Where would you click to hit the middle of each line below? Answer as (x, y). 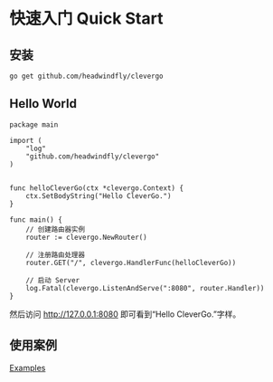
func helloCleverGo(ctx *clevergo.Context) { (96, 188)
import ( (26, 140)
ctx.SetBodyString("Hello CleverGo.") (99, 196)
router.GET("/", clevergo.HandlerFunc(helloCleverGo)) (131, 263)
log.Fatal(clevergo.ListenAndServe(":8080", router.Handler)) (145, 288)
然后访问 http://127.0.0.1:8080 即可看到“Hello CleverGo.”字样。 (125, 314)
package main (34, 124)
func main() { (36, 220)
